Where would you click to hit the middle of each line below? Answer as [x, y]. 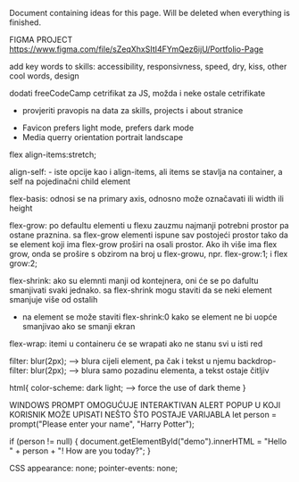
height [21, 208]
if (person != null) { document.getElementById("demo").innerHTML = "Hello [148, 441]
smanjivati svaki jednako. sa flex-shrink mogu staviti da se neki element [141, 290]
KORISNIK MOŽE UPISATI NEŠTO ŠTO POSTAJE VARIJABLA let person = [143, 415]
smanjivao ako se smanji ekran [79, 326]
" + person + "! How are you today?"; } [80, 451]
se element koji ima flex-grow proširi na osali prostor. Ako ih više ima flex [143, 244]
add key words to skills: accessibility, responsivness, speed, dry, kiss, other [148, 66]
